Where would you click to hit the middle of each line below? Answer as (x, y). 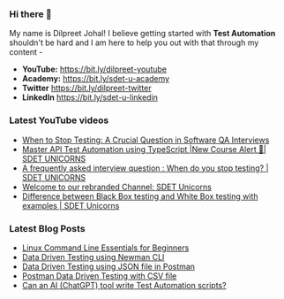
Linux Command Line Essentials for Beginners (105, 248)
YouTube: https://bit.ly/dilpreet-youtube (94, 69)
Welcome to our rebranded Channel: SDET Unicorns (116, 187)
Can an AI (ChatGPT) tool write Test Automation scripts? (124, 285)
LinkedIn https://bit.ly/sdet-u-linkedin (90, 97)
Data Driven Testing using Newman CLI (93, 257)
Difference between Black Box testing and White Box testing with (140, 196)
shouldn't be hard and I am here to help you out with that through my (134, 42)
